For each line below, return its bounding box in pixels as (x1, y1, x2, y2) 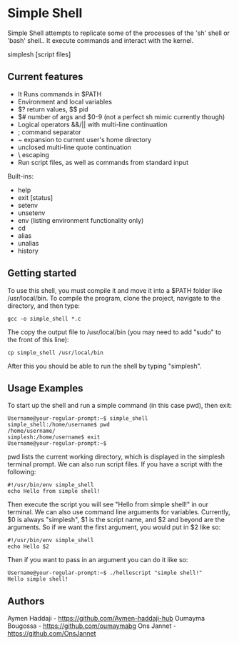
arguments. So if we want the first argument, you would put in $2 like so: (7, 523, 221, 531)
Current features (7, 71, 83, 83)
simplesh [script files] (7, 50, 71, 59)
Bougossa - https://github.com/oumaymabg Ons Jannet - (7, 621, 177, 630)
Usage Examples (7, 382, 83, 394)
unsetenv (17, 209, 46, 217)
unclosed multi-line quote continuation (17, 143, 132, 151)
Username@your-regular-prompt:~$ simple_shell (7, 415, 148, 422)
